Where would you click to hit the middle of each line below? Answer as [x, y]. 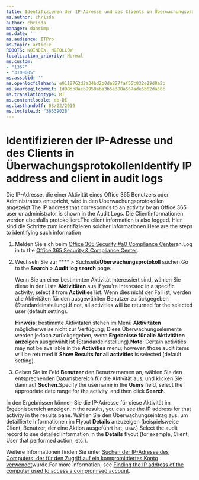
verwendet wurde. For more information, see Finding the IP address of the [95, 465]
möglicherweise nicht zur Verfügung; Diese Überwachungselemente [98, 329]
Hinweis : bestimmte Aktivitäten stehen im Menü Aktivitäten [88, 323]
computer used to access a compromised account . [68, 471]
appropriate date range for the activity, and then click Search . [90, 391]
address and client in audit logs [85, 178]
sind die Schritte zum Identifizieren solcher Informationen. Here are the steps [99, 226]
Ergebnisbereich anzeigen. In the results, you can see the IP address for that [99, 409]
